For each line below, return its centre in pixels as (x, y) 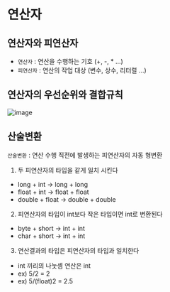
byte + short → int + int (51, 228)
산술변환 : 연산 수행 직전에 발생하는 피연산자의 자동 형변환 (85, 155)
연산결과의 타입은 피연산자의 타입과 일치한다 (78, 250)
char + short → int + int (51, 236)
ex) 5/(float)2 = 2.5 (45, 281)
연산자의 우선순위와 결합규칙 (66, 95)
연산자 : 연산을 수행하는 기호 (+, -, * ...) (70, 61)
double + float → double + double (67, 199)
